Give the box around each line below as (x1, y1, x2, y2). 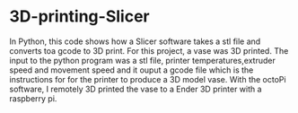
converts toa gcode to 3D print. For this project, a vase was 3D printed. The (9, 45, 289, 56)
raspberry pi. (9, 92, 57, 104)
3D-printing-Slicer (9, 6, 150, 27)
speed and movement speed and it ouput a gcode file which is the (9, 65, 254, 75)
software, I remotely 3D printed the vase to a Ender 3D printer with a (9, 83, 262, 94)
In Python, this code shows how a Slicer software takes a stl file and (9, 36, 261, 47)
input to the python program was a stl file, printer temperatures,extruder (9, 55, 276, 65)
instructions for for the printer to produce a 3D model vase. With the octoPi (9, 74, 286, 84)
